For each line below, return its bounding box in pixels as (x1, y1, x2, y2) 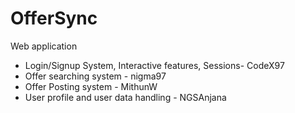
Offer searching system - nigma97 (24, 70, 167, 82)
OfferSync (10, 7, 98, 30)
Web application (10, 40, 78, 52)
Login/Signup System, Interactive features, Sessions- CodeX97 (24, 59, 285, 71)
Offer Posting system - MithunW (24, 80, 158, 92)
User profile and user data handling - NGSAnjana (24, 91, 227, 103)
